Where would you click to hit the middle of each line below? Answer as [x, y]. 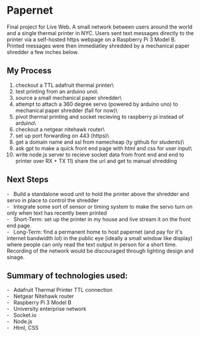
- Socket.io [22, 315]
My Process [29, 71]
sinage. [16, 257]
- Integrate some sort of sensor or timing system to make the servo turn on [100, 206]
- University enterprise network [47, 309]
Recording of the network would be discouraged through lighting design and [100, 251]
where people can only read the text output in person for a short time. [92, 244]
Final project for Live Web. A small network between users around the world [100, 27]
